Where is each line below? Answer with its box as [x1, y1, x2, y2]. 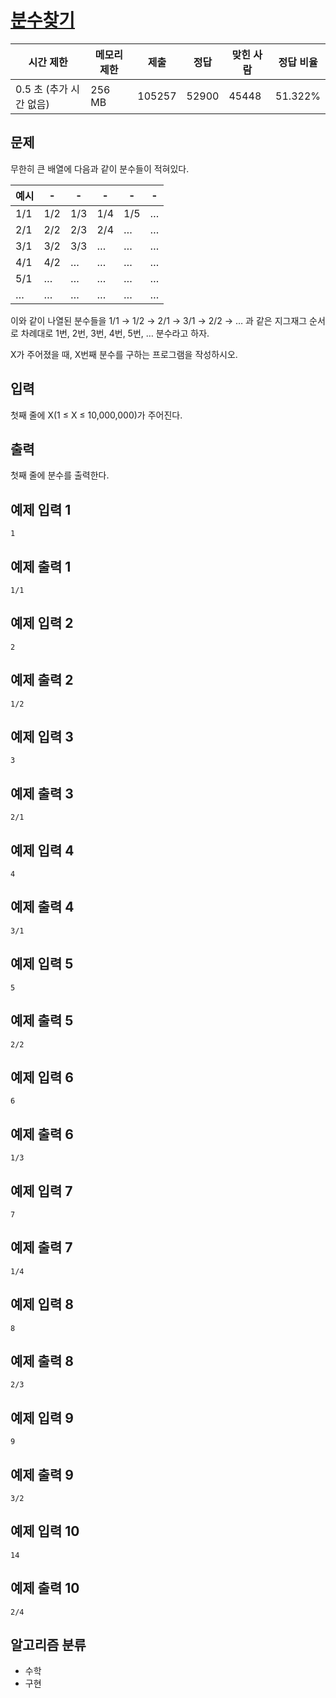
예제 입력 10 [10, 1523, 80, 1540]
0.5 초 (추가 [15, 82, 69, 96]
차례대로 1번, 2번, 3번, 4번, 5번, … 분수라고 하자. [20, 327, 210, 339]
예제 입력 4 [10, 842, 75, 859]
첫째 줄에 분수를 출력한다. [10, 469, 110, 481]
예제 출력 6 [10, 1126, 74, 1143]
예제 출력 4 [10, 899, 75, 916]
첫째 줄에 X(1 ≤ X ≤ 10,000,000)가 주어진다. [10, 409, 183, 421]
